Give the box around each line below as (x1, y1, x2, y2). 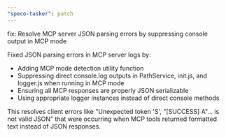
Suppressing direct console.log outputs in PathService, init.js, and (17, 71, 208, 80)
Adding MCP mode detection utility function (17, 64, 144, 72)
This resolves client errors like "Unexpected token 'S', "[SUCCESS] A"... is (7, 107, 220, 115)
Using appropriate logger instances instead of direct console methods (17, 94, 220, 102)
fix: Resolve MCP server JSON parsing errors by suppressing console (7, 29, 209, 38)
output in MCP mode (7, 36, 67, 45)
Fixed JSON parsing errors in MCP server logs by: (7, 50, 152, 59)
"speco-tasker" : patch (7, 10, 73, 17)
